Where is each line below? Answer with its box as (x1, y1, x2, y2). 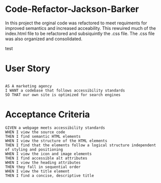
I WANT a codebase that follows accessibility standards (5, 88, 125, 93)
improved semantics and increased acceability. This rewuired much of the (5, 25, 156, 31)
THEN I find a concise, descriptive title (5, 173, 94, 178)
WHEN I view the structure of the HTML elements (5, 138, 107, 143)
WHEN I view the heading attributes (5, 160, 81, 165)
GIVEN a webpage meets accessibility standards (5, 125, 106, 130)
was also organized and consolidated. (5, 36, 83, 42)
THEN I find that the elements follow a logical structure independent (5, 143, 156, 148)
